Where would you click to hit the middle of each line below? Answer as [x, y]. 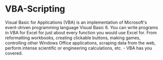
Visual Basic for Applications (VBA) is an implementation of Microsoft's [76, 22]
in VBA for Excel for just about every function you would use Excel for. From [81, 32]
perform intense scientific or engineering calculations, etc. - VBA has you [79, 48]
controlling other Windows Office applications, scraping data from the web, [80, 43]
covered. [14, 53]
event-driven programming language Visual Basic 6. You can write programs [81, 27]
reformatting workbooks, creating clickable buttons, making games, [73, 38]
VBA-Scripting [35, 9]
